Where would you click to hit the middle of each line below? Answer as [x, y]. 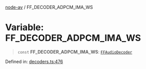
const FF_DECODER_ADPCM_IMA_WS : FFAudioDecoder [75, 51]
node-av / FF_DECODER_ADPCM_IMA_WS [49, 7]
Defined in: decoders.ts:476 [34, 61]
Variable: [25, 27]
